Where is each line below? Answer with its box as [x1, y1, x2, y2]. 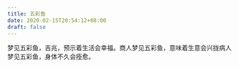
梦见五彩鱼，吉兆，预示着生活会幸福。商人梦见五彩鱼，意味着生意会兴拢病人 [7, 44, 232, 52]
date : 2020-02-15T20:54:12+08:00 [7, 17, 107, 24]
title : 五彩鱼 [7, 10, 46, 18]
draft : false [7, 23, 46, 30]
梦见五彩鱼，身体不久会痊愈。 [7, 52, 95, 61]
